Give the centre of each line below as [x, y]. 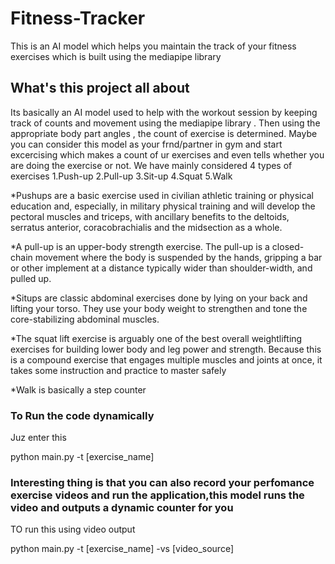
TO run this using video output [73, 529]
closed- [288, 246]
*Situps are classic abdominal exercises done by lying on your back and [159, 298]
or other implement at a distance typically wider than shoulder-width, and [161, 268]
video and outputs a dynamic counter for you [122, 507]
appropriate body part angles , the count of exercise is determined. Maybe [164, 133]
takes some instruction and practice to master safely [118, 370]
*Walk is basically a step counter [78, 389]
